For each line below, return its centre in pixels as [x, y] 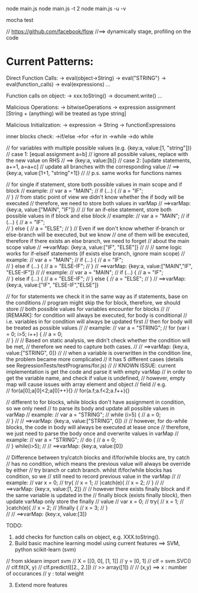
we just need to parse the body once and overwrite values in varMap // [92, 433]
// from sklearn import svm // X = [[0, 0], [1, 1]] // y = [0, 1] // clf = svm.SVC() [99, 560]
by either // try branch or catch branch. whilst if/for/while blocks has [89, 470]
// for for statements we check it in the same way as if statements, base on [97, 296]
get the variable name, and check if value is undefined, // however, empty [96, 378]
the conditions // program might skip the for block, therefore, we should [93, 302]
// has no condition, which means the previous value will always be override [98, 464]
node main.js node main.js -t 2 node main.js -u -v [66, 9]
